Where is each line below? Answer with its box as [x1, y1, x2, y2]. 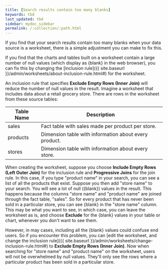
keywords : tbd [5, 12, 35, 17]
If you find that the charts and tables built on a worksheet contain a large [5, 54, 155, 60]
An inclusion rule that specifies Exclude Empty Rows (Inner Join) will [5, 80, 148, 86]
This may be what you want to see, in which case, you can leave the [5, 207, 146, 213]
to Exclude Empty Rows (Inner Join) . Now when [49, 243, 149, 249]
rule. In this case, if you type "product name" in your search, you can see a [5, 175, 159, 181]
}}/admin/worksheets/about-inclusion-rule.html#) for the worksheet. [5, 70, 146, 76]
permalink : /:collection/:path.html [5, 26, 81, 31]
